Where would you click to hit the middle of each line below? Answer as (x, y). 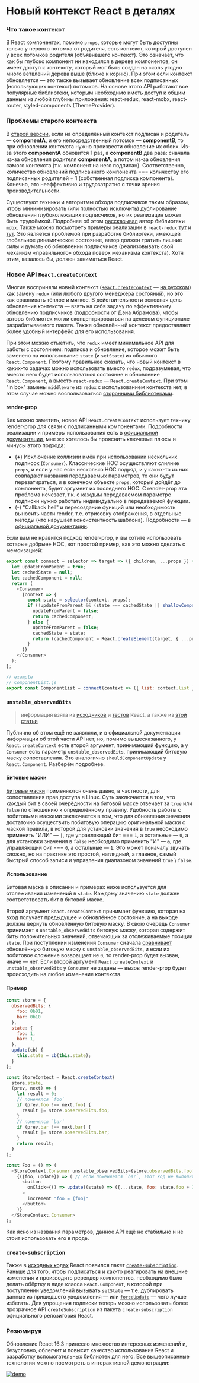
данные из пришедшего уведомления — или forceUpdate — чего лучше (96, 1296)
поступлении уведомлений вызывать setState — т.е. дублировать (90, 1290)
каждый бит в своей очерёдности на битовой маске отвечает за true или (99, 803)
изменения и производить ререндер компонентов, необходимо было (94, 1277)
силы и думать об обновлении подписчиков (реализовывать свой (90, 246)
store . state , (28, 1083)
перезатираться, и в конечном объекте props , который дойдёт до (97, 482)
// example (20, 677)
